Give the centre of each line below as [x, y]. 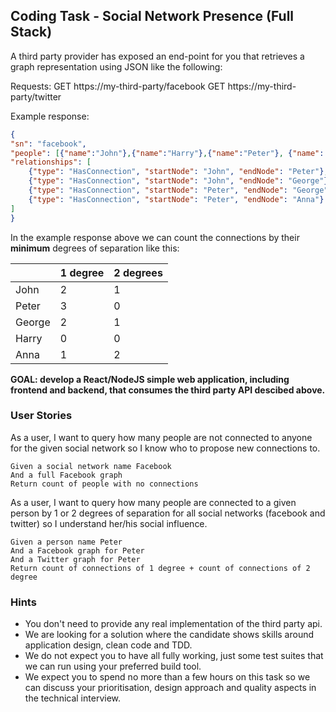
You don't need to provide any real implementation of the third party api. [173, 624]
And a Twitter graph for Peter [75, 559]
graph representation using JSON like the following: [116, 66]
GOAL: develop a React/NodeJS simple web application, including [150, 379]
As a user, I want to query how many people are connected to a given [153, 502]
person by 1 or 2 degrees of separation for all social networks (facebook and [168, 513]
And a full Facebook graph [66, 475]
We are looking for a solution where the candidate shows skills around [169, 635]
